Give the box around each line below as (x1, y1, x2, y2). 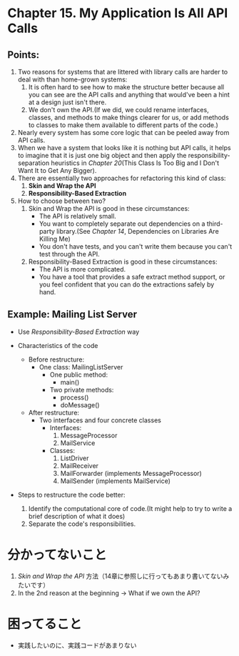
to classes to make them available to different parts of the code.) (28, 121, 219, 129)
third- (206, 219, 223, 228)
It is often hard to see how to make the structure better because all (28, 83, 225, 91)
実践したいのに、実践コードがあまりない (17, 641, 137, 650)
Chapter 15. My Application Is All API (7, 5, 228, 21)
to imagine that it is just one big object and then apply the (17, 151, 187, 159)
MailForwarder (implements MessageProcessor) (60, 469, 202, 477)
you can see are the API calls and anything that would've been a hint (28, 91, 230, 99)
